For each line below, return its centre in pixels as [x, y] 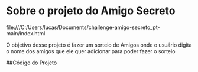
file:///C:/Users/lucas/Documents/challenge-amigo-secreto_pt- [83, 27]
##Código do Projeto [32, 63]
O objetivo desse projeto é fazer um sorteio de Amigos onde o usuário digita [99, 45]
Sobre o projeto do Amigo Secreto [91, 11]
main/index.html [26, 33]
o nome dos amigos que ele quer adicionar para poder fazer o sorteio [91, 51]
